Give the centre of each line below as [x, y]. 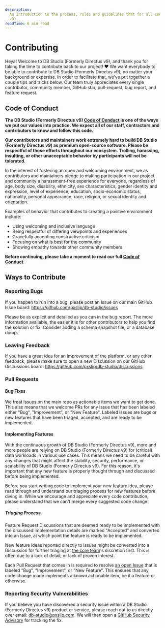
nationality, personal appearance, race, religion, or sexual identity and [76, 197]
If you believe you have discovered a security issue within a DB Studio [76, 604]
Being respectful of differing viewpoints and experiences [69, 231]
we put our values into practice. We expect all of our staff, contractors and [82, 125]
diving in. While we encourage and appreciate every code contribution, [77, 496]
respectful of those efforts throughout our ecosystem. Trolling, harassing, [82, 150]
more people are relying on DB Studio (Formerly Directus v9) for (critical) [79, 450]
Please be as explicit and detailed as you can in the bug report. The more [79, 317]
